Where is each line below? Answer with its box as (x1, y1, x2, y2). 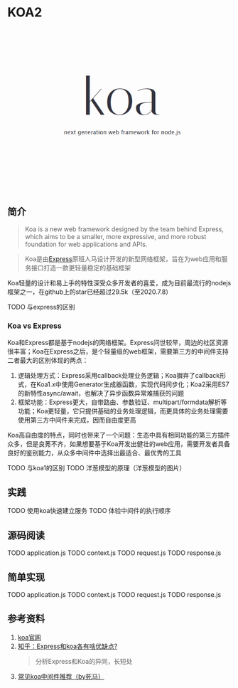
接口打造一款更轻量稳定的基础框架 (31, 264, 131, 272)
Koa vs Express (7, 321, 62, 331)
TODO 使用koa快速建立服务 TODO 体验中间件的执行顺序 (7, 507, 171, 515)
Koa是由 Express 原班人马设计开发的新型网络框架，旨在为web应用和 (24, 255, 222, 263)
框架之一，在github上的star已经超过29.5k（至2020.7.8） (7, 287, 173, 296)
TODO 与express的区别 (7, 303, 76, 312)
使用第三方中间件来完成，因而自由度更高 (17, 416, 136, 424)
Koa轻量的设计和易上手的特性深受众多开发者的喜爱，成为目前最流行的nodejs (7, 279, 232, 287)
